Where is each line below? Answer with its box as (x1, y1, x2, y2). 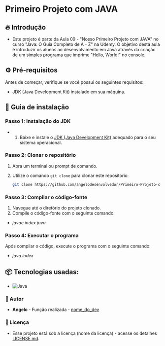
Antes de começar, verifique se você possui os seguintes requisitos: (5, 79, 144, 85)
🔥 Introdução (5, 23, 46, 32)
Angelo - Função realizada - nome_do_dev (12, 307, 99, 312)
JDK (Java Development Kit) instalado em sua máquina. (12, 89, 126, 95)
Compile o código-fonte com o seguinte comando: (12, 210, 115, 216)
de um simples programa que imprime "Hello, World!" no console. (12, 52, 146, 58)
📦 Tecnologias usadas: (5, 268, 79, 276)
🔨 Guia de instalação (5, 103, 69, 111)
